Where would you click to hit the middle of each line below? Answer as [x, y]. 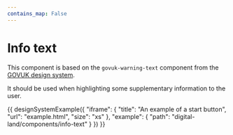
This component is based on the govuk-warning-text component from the [113, 67]
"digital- [183, 116]
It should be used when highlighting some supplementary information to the [116, 88]
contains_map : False [37, 14]
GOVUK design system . [41, 74]
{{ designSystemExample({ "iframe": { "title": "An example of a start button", [117, 109]
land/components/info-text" [47, 124]
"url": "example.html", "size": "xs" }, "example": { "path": [89, 116]
